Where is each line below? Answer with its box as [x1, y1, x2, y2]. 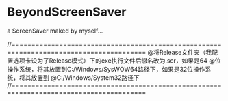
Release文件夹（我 [159, 48, 212, 56]
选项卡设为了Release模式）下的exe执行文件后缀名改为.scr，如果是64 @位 [12, 56, 221, 65]
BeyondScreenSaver [7, 4, 127, 20]
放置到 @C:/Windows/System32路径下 [30, 73, 140, 82]
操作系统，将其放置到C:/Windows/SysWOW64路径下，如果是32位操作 [7, 65, 205, 73]
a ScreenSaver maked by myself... [7, 27, 103, 35]
